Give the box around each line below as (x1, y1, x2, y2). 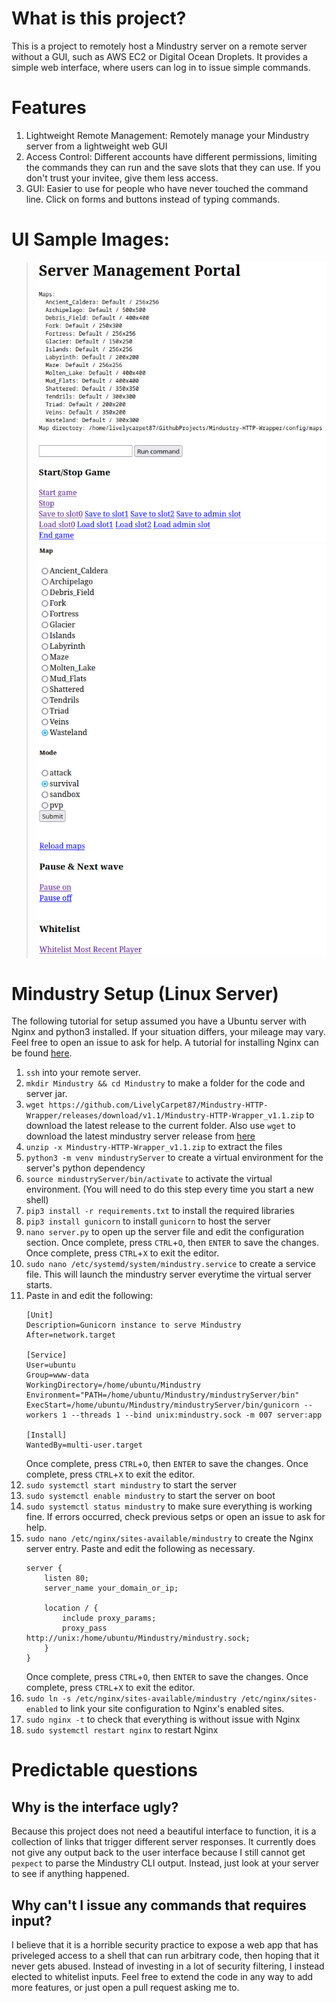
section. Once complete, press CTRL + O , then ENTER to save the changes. (25, 1237, 319, 1249)
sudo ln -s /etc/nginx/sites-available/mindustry (25, 1694, 238, 1704)
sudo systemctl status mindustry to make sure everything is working (25, 1500, 313, 1512)
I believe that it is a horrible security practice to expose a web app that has (11, 1939, 319, 1951)
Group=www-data (25, 1370, 90, 1381)
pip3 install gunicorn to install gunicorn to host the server (25, 1215, 271, 1227)
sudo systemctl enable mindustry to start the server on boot (25, 1490, 276, 1502)
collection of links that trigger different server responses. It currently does (11, 1836, 316, 1848)
